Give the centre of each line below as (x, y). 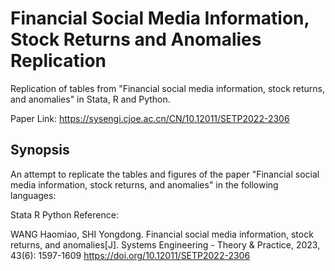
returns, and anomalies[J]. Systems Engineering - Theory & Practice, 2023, (165, 244)
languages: (33, 195)
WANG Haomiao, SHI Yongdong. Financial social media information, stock (162, 234)
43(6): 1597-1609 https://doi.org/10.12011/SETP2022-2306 (130, 255)
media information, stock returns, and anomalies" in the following (144, 184)
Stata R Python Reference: (64, 214)
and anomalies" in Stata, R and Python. (90, 99)
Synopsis (40, 150)
